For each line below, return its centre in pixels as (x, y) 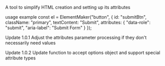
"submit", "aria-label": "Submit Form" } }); (48, 28)
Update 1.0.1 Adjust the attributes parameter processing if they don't (76, 38)
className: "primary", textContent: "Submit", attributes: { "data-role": (78, 22)
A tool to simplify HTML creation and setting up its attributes (68, 7)
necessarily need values (31, 43)
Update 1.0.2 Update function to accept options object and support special (83, 53)
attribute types (21, 58)
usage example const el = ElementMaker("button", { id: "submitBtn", (76, 17)
